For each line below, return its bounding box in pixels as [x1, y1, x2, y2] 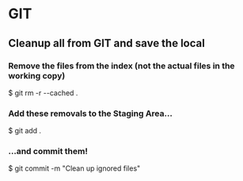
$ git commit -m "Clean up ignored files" [8, 164, 141, 173]
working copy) [8, 70, 66, 81]
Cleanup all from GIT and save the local [8, 37, 206, 50]
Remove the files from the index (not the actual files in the [8, 60, 235, 71]
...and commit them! [8, 146, 89, 157]
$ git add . [8, 126, 42, 136]
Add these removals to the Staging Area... [8, 108, 173, 119]
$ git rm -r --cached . [8, 88, 78, 98]
